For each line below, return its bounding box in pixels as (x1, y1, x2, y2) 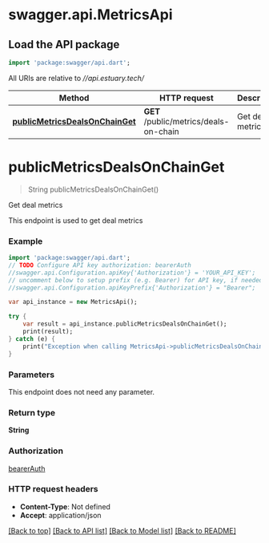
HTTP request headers (8, 484, 98, 495)
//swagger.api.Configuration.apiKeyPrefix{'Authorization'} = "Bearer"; (8, 283, 256, 292)
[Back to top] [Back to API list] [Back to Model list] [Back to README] (8, 525, 236, 535)
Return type (8, 407, 56, 418)
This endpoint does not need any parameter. (8, 387, 155, 396)
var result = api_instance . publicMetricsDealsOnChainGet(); (22, 320, 227, 328)
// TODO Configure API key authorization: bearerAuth (8, 261, 192, 269)
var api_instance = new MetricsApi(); (8, 298, 138, 306)
